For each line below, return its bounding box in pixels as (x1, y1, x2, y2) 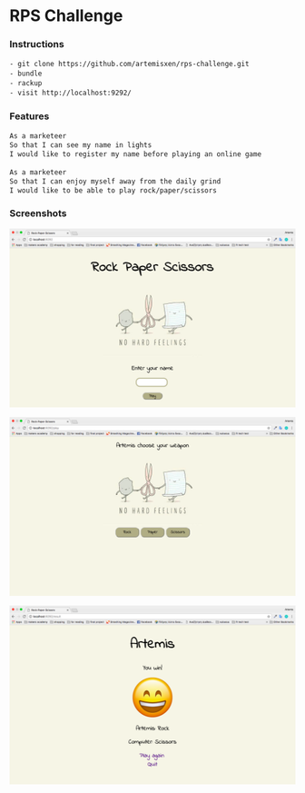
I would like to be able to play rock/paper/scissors (9, 186, 218, 195)
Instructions (9, 38, 65, 51)
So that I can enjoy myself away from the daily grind (9, 177, 221, 186)
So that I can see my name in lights (9, 141, 152, 150)
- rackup (9, 79, 43, 88)
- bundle (9, 69, 43, 78)
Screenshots (9, 207, 67, 220)
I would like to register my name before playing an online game (9, 150, 261, 159)
